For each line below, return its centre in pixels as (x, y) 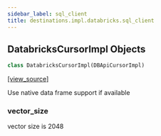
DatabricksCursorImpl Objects (77, 49)
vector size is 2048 (36, 126)
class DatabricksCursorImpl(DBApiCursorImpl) (76, 66)
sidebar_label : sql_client (47, 14)
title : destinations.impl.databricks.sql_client (81, 21)
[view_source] (28, 79)
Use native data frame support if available (69, 93)
